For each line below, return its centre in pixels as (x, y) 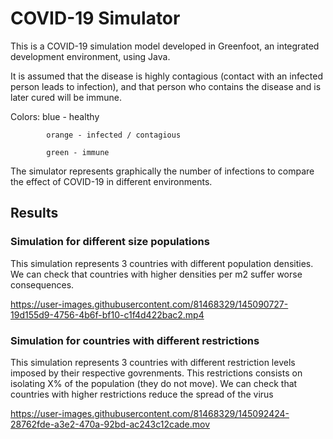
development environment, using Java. (90, 56)
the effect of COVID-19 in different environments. (111, 181)
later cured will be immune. (66, 97)
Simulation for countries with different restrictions (135, 340)
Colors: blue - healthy (55, 116)
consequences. (42, 284)
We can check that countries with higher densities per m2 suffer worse (156, 274)
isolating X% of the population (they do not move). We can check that (154, 383)
